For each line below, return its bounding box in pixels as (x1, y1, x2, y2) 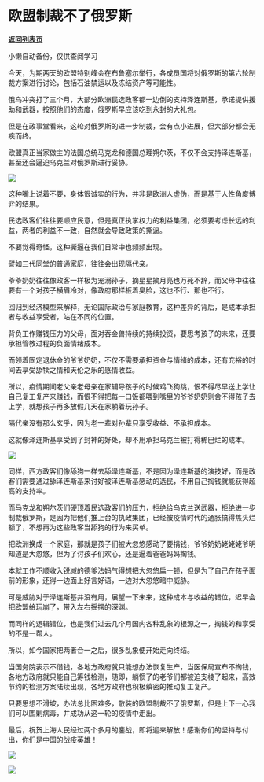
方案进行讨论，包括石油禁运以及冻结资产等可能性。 (14, 78, 181, 87)
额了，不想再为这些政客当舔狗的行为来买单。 (8, 522, 153, 532)
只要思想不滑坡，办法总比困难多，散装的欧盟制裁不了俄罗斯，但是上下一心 (8, 698, 249, 708)
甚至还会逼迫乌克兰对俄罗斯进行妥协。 (8, 157, 132, 167)
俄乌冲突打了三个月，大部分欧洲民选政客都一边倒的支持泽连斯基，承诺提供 (8, 94, 249, 104)
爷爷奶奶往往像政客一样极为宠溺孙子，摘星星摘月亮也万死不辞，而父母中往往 (8, 275, 256, 285)
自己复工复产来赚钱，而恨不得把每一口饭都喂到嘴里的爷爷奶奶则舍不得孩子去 (8, 391, 256, 401)
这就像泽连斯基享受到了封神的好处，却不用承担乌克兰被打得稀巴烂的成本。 (8, 434, 249, 444)
